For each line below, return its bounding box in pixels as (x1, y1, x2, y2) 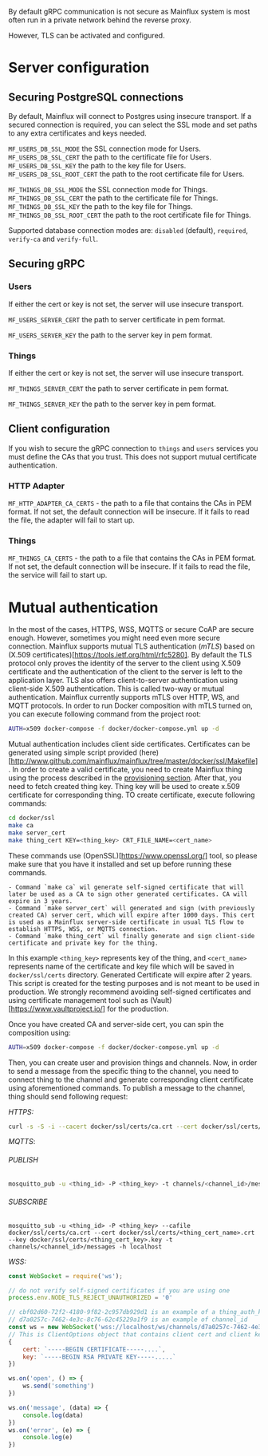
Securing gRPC (8, 257, 85, 270)
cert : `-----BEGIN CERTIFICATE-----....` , (22, 1345, 166, 1353)
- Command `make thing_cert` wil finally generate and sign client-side (8, 932, 255, 940)
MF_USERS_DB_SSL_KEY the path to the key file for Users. (8, 161, 187, 170)
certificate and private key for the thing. (8, 939, 159, 947)
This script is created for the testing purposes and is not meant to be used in (8, 978, 260, 988)
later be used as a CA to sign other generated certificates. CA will (8, 890, 248, 898)
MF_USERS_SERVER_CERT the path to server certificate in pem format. (8, 314, 226, 324)
